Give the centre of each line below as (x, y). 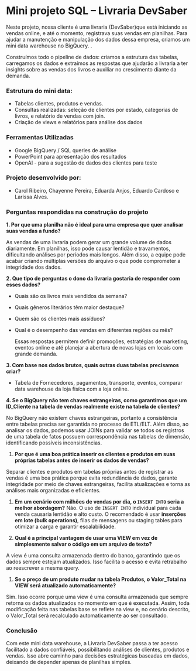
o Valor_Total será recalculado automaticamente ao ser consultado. (87, 615)
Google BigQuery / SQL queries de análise (66, 150)
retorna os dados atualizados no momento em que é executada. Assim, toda (98, 603)
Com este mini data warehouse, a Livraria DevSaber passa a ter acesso (92, 643)
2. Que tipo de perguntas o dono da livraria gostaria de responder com (93, 279)
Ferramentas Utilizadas (40, 138)
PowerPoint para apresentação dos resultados (71, 156)
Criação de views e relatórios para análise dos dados (78, 122)
